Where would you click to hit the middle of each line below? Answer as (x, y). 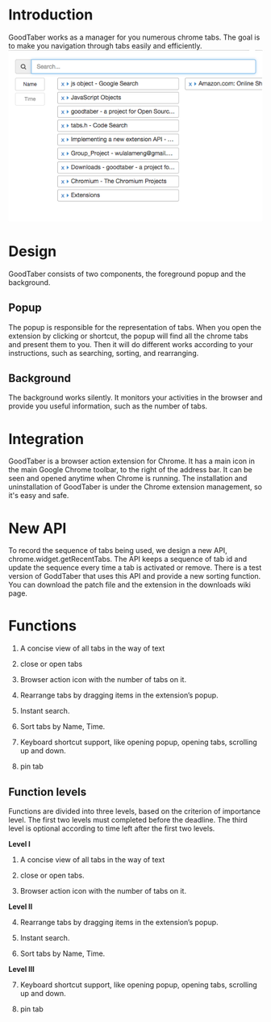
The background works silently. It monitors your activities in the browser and (135, 398)
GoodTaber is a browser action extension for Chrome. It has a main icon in (132, 461)
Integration (46, 439)
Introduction (51, 15)
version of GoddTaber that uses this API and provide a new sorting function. (135, 576)
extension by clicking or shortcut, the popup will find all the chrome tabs (128, 336)
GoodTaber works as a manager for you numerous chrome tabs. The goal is (134, 37)
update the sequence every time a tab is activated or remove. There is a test (135, 568)
